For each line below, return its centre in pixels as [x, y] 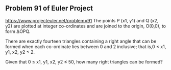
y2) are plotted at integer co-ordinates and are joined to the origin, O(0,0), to [86, 26]
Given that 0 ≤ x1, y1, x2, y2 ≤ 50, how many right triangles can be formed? [84, 62]
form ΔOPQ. [18, 31]
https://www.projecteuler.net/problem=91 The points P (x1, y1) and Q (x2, [82, 20]
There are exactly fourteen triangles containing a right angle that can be [81, 41]
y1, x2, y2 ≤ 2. [20, 52]
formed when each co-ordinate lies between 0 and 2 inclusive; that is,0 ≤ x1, [86, 46]
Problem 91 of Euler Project [49, 8]
